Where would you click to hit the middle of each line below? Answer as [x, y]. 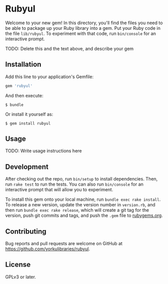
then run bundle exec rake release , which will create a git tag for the [77, 210]
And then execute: [24, 95]
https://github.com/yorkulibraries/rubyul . [48, 249]
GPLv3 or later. [21, 277]
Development [27, 167]
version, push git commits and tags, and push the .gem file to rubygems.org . [84, 215]
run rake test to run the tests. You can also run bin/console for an [74, 184]
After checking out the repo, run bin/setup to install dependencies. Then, [81, 179]
